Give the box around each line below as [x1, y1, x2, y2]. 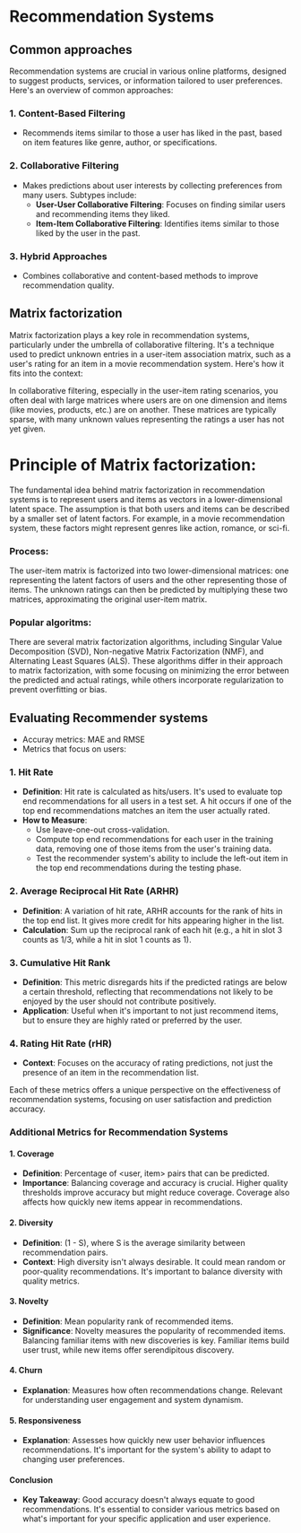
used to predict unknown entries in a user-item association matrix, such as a [9, 348, 291, 360]
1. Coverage [9, 1148, 55, 1159]
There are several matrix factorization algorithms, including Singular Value [9, 637, 283, 648]
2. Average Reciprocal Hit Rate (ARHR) [9, 885, 179, 898]
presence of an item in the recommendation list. [21, 1067, 200, 1078]
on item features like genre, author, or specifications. [21, 137, 218, 148]
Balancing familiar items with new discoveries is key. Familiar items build [21, 1335, 289, 1346]
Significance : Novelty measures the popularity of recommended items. [21, 1325, 287, 1336]
